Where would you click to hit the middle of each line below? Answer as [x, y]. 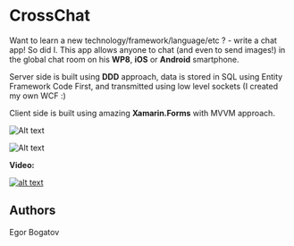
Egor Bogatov [34, 232]
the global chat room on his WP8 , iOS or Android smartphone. [124, 59]
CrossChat [50, 16]
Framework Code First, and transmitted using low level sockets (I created [144, 86]
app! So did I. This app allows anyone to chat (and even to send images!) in [147, 49]
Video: [22, 165]
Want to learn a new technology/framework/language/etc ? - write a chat [143, 40]
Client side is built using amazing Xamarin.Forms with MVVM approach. [142, 113]
